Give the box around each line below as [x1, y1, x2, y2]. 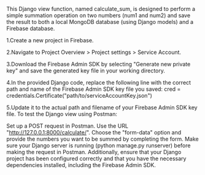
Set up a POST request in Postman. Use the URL [6, 122, 129, 130]
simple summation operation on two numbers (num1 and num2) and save [6, 12, 191, 19]
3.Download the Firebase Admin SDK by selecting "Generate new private [6, 61, 191, 68]
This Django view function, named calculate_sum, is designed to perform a [6, 6, 195, 12]
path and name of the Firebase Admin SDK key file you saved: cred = [6, 85, 181, 93]
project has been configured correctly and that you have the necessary [6, 155, 187, 162]
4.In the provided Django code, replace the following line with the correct [6, 79, 191, 86]
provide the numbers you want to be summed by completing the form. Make [6, 135, 199, 142]
